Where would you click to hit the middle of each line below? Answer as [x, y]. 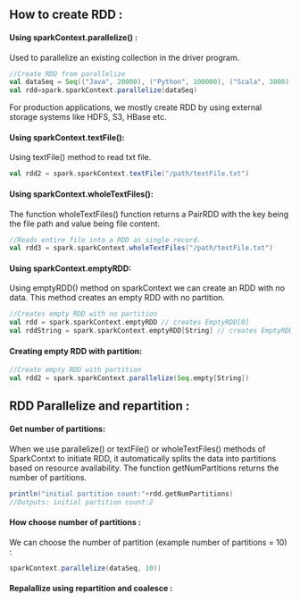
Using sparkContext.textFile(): [67, 137]
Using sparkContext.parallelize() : [74, 37]
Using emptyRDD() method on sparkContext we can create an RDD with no [147, 288]
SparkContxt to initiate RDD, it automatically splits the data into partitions [143, 458]
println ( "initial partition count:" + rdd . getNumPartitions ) [121, 494]
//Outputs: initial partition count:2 [81, 502]
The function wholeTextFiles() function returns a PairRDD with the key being [149, 214]
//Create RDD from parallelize [67, 74]
